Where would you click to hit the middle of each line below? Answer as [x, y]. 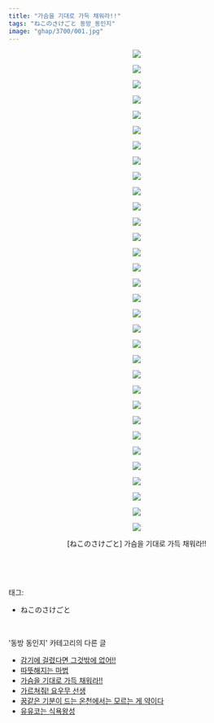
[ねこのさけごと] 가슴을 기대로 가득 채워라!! [137, 544]
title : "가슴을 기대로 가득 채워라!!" [65, 16]
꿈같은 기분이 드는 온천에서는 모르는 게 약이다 [92, 701]
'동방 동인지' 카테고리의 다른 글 [57, 643]
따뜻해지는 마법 [44, 670]
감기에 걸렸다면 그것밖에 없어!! [68, 660]
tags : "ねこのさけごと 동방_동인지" [62, 24]
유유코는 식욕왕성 [48, 711]
